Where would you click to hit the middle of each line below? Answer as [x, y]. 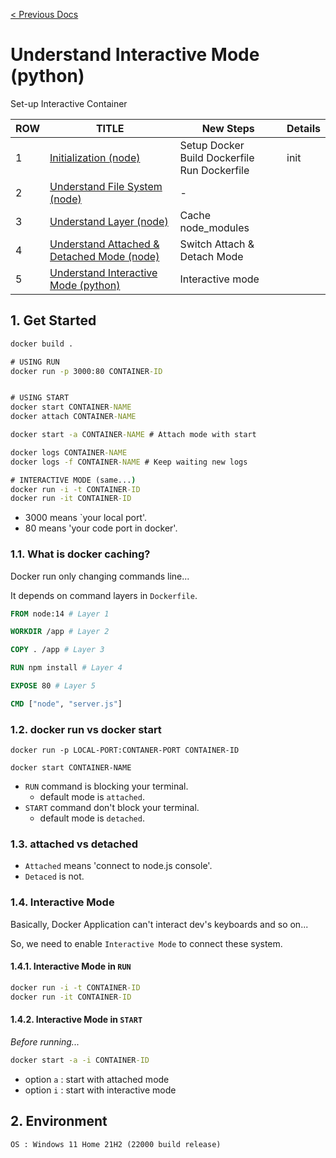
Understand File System [106, 186]
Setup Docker [212, 145]
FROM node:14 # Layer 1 [60, 614]
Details [303, 128]
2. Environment [59, 1121]
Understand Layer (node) [109, 221]
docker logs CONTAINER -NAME [69, 452]
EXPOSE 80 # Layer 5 [53, 686]
